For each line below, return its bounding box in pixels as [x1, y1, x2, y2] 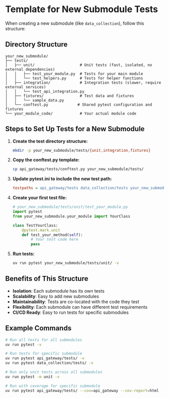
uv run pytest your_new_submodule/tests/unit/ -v [12, 261, 120, 266]
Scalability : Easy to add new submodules [12, 293, 99, 299]
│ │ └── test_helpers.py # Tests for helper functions [5, 76, 143, 81]
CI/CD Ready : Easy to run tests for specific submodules [12, 309, 129, 315]
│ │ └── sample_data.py [5, 97, 65, 103]
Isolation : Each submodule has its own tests [12, 288, 105, 294]
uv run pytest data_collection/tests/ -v [5, 361, 94, 366]
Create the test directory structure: [12, 138, 88, 144]
